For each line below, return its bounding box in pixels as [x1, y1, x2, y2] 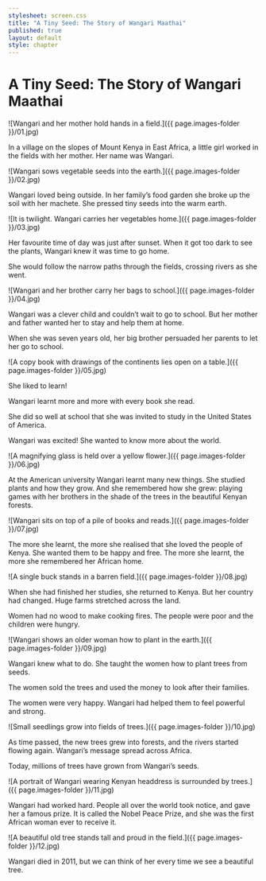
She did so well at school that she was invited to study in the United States [8, 412, 252, 421]
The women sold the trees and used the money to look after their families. [8, 683, 250, 693]
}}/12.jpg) [29, 841, 60, 851]
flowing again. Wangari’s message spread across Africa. [8, 746, 192, 755]
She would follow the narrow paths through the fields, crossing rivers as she [8, 262, 258, 271]
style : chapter [8, 41, 59, 49]
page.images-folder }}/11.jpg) [18, 785, 114, 795]
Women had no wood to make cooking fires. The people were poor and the [8, 611, 254, 621]
